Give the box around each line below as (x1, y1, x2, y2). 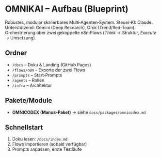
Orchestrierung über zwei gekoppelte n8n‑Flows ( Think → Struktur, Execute (5, 30, 157, 35)
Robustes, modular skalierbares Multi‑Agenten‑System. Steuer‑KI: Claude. (5, 19, 153, 25)
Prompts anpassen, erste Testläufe (12, 146, 82, 152)
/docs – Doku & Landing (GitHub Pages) (12, 62, 91, 67)
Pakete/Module (5, 96, 52, 105)
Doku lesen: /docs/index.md (12, 136, 68, 142)
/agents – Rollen (12, 77, 45, 83)
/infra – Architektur (12, 82, 52, 88)
